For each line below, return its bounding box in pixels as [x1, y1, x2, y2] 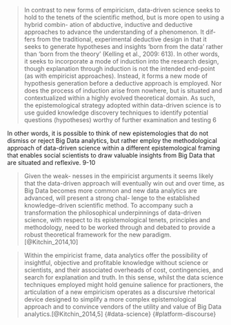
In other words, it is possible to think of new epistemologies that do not [7, 129, 209, 137]
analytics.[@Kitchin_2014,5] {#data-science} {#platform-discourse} [23, 310, 217, 318]
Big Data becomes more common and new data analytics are [23, 186, 198, 195]
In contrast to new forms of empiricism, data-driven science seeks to [23, 6, 221, 14]
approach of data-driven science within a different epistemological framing [7, 144, 221, 152]
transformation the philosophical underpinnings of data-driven [23, 208, 202, 217]
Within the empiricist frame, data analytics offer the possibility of [23, 251, 208, 259]
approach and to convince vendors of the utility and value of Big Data [23, 303, 222, 311]
